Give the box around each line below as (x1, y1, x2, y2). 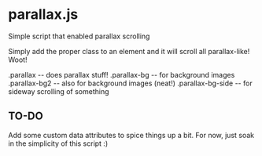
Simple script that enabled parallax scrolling (8, 31, 150, 41)
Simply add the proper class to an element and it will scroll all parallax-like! (8, 46, 250, 56)
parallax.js (8, 5, 79, 24)
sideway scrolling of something (8, 86, 109, 96)
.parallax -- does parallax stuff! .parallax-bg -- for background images (8, 70, 235, 79)
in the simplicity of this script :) (8, 139, 109, 148)
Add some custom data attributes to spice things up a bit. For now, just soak (8, 130, 255, 140)
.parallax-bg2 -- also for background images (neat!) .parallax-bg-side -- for (8, 78, 253, 88)
